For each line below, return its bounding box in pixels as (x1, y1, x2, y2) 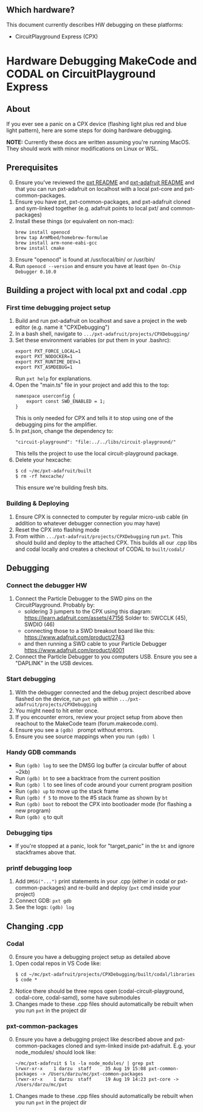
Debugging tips (6, 828, 53, 837)
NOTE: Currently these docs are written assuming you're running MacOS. (6, 138, 190, 145)
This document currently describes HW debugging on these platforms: (6, 21, 184, 28)
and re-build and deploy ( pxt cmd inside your (67, 884, 181, 891)
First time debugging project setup (6, 303, 111, 312)
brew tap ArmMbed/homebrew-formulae (15, 234, 108, 241)
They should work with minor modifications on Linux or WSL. (6, 145, 159, 152)
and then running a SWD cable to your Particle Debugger (24, 640, 167, 648)
